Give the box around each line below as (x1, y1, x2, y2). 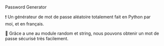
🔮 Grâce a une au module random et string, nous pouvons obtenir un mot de (5, 30, 160, 36)
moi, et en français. (5, 21, 44, 26)
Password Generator (5, 4, 47, 10)
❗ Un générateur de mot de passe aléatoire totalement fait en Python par (5, 14, 151, 20)
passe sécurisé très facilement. (5, 36, 69, 41)
